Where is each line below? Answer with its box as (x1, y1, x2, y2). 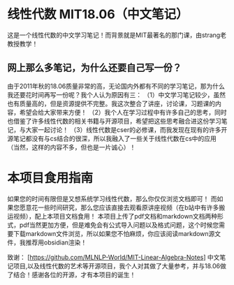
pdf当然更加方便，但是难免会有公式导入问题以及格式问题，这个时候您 (19, 221, 219, 229)
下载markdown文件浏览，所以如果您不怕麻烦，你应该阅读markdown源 (13, 229, 215, 237)
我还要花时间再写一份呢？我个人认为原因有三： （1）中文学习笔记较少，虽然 (7, 90, 226, 98)
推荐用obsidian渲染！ (25, 238, 87, 247)
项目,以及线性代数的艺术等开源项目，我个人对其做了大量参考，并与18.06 (13, 261, 221, 270)
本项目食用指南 (7, 170, 94, 186)
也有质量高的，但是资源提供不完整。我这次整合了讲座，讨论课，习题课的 (7, 99, 215, 108)
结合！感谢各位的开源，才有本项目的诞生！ (13, 270, 136, 279)
